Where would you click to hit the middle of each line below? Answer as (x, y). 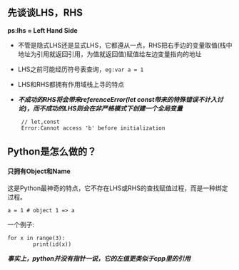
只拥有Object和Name (39, 171)
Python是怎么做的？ (52, 152)
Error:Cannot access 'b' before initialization (93, 128)
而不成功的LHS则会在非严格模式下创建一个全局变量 (108, 108)
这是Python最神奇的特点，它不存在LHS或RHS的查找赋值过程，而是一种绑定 (118, 188)
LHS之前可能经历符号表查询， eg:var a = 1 (81, 69)
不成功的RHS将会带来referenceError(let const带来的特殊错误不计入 (117, 99)
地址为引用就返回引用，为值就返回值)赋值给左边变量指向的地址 (110, 54)
